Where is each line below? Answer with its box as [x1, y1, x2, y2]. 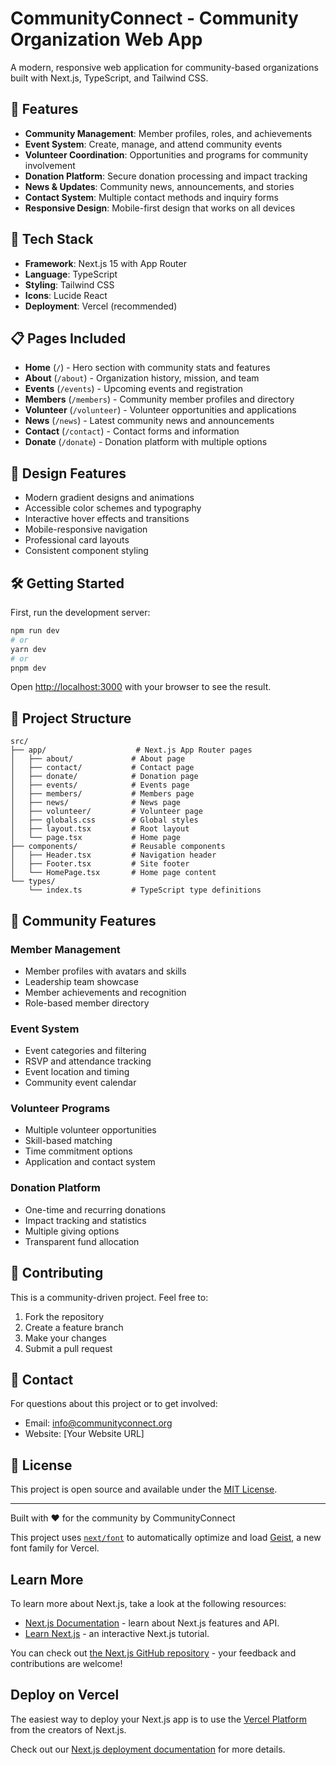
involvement [24, 159, 76, 171]
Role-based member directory [24, 997, 150, 1009]
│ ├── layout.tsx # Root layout [10, 824, 190, 834]
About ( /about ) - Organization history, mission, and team [24, 372, 260, 384]
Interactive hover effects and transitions [24, 513, 190, 525]
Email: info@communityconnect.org [24, 1417, 173, 1429]
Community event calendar [24, 1077, 137, 1089]
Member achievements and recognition [24, 986, 187, 998]
